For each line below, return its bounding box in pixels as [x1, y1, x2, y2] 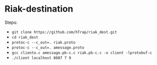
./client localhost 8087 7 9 [11, 55, 71, 60]
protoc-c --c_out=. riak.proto [11, 40, 76, 45]
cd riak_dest [11, 35, 39, 40]
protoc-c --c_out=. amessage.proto [11, 45, 85, 50]
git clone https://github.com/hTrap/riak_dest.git [11, 30, 117, 34]
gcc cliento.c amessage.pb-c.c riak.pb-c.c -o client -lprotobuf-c [11, 50, 152, 55]
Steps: [4, 19, 18, 25]
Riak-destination [4, 3, 73, 15]
